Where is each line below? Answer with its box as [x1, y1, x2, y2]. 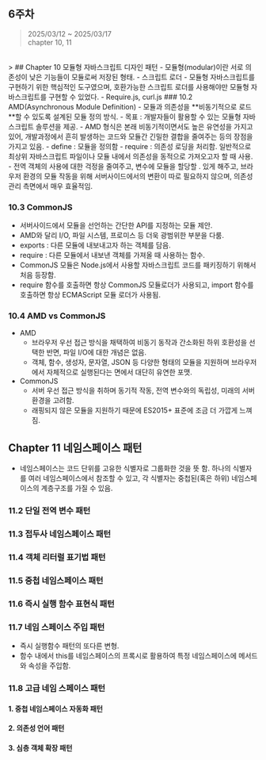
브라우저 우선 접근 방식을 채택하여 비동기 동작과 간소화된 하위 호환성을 [31, 338, 248, 347]
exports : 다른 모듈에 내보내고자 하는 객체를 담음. [19, 240, 172, 250]
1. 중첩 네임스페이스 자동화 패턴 [8, 704, 103, 713]
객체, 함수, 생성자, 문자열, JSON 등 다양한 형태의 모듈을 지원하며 [31, 358, 230, 367]
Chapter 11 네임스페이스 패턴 [8, 441, 142, 455]
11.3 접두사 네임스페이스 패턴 [8, 528, 111, 539]
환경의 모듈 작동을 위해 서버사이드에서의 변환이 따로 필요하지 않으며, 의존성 [22, 171, 253, 181]
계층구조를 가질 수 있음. [40, 483, 113, 493]
